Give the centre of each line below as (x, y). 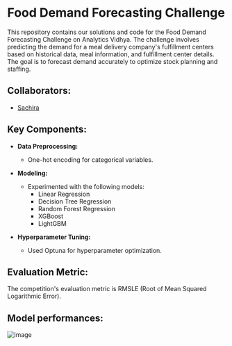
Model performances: (56, 318)
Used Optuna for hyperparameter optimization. (94, 250)
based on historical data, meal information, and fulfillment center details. (111, 54)
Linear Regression (64, 194)
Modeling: (32, 173)
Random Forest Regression (77, 208)
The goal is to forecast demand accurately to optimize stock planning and (113, 61)
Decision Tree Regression (75, 201)
